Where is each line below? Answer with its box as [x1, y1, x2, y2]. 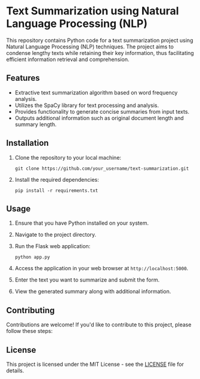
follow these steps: [6, 328, 53, 335]
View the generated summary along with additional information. [14, 288, 171, 295]
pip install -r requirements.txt [14, 187, 99, 194]
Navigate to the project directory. [14, 231, 97, 239]
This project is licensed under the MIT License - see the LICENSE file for [6, 360, 184, 368]
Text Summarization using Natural [6, 4, 179, 18]
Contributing [6, 305, 55, 315]
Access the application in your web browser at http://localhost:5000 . [14, 265, 189, 272]
